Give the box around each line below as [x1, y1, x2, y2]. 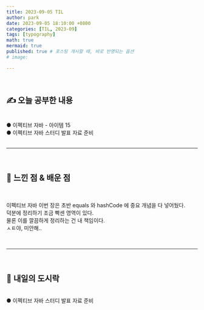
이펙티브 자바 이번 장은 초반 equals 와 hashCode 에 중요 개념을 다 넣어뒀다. [6, 202, 186, 209]
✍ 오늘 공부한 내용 [6, 95, 73, 106]
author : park [6, 15, 39, 21]
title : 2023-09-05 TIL [6, 9, 64, 15]
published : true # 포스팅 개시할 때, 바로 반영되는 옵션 [6, 49, 134, 55]
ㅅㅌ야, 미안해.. [6, 224, 42, 232]
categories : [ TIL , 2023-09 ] [6, 26, 78, 32]
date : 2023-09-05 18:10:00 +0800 [6, 20, 91, 26]
